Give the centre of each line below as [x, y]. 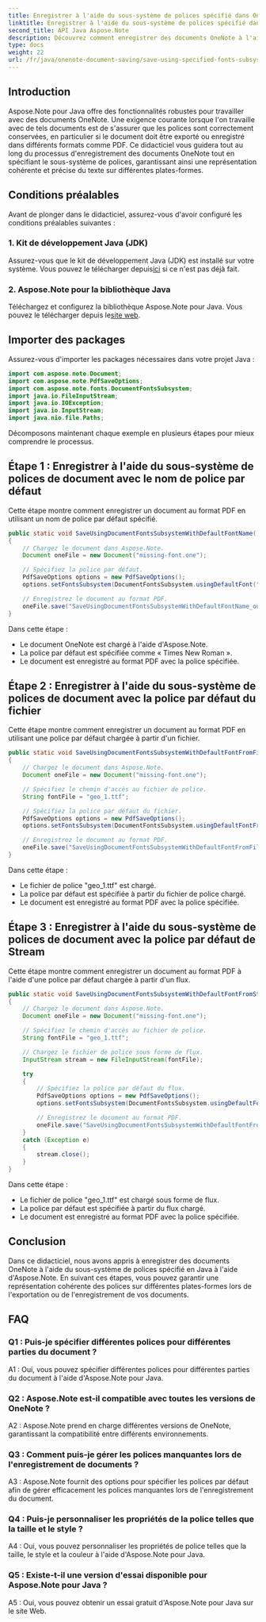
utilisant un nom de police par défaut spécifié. [83, 519]
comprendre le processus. [51, 442]
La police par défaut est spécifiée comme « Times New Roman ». [126, 652]
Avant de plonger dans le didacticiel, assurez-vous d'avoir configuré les [125, 214]
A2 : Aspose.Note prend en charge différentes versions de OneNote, [120, 1425]
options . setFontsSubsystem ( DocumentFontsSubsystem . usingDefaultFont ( [140, 585]
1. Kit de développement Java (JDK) [78, 243]
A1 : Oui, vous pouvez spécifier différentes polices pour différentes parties [129, 1369]
